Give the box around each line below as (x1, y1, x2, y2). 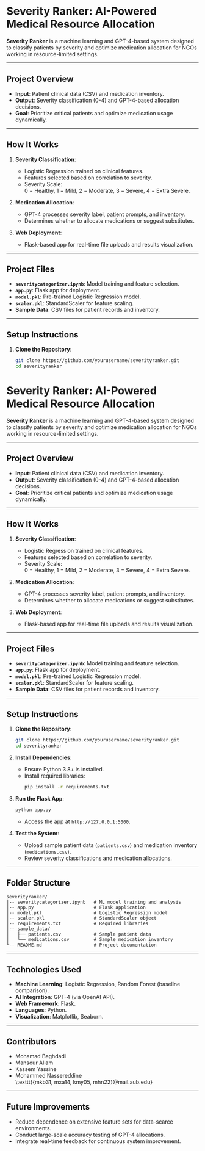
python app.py (15, 807, 51, 813)
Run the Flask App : (15, 795, 64, 802)
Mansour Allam (15, 1059, 54, 1066)
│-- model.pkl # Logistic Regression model (6, 910, 168, 916)
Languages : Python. (15, 1006, 67, 1014)
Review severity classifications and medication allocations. (24, 854, 172, 862)
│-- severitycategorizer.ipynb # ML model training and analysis (6, 899, 182, 906)
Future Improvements (6, 1102, 90, 1112)
